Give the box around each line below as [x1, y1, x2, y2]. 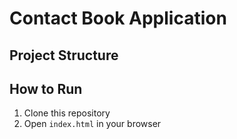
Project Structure [9, 47, 119, 64]
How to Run [9, 80, 83, 97]
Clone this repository [23, 107, 111, 119]
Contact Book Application [9, 7, 227, 30]
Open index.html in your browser [23, 118, 162, 130]
